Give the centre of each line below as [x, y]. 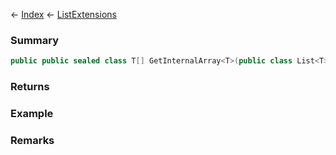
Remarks [32, 140]
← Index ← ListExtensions [63, 14]
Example [32, 114]
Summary [35, 40]
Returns [30, 87]
